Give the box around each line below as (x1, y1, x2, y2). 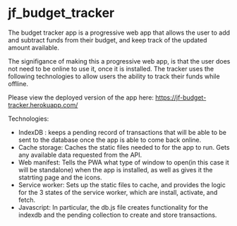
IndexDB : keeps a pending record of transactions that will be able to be (18, 128, 226, 136)
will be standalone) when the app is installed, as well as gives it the (18, 165, 213, 174)
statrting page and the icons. (18, 173, 102, 182)
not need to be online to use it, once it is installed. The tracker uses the (8, 64, 214, 73)
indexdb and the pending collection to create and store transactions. (18, 210, 217, 219)
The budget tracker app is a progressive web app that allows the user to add (8, 28, 231, 37)
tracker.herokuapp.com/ (8, 100, 78, 109)
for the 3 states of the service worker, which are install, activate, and (18, 188, 218, 196)
